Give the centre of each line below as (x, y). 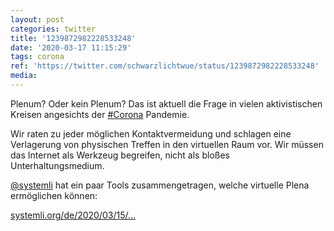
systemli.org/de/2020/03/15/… (73, 215)
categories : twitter (53, 29)
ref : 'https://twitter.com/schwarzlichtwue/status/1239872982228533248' (165, 66)
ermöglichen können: (54, 195)
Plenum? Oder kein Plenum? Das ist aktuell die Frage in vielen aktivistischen (166, 103)
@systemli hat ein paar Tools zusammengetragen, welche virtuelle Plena (160, 185)
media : (24, 76)
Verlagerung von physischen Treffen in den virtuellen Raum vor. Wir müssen (167, 144)
